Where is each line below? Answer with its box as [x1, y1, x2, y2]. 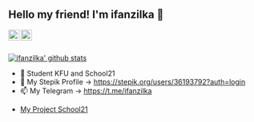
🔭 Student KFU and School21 [19, 69, 115, 78]
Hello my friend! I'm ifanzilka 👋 [8, 8, 164, 22]
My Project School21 [19, 104, 88, 114]
